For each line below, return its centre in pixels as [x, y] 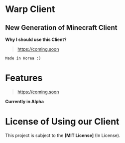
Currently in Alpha [24, 101]
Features [24, 78]
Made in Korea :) [23, 58]
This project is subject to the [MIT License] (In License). [63, 135]
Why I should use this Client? [36, 39]
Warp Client [30, 9]
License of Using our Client [62, 122]
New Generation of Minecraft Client [61, 28]
